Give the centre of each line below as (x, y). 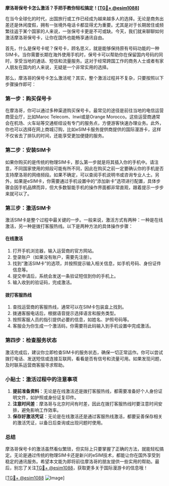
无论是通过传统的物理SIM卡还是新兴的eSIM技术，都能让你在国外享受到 (87, 455)
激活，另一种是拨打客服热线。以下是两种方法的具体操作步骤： (69, 226)
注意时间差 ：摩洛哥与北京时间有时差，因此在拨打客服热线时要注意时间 (85, 404)
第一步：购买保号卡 (28, 98)
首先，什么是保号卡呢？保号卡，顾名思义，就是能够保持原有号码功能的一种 (82, 48)
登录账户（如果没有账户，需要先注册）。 (53, 257)
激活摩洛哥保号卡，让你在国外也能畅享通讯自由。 (56, 38)
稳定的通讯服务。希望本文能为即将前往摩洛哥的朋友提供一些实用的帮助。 (80, 462)
